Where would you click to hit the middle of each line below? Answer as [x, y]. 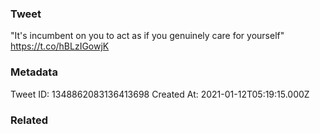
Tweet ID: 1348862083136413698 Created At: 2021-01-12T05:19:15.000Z [160, 94]
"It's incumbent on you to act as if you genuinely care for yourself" [147, 36]
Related [29, 120]
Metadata [34, 72]
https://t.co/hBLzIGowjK [60, 46]
